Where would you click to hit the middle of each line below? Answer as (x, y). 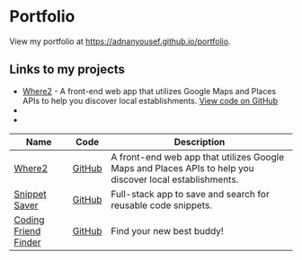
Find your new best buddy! (168, 230)
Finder (27, 242)
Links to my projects (67, 69)
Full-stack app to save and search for (190, 194)
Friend (27, 230)
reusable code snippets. (162, 205)
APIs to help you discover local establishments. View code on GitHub (150, 100)
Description (200, 142)
